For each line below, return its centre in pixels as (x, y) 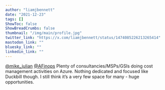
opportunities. (20, 82)
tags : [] (14, 19)
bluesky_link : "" (23, 47)
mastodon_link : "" (24, 42)
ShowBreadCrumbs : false (30, 28)
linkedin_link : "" (24, 51)
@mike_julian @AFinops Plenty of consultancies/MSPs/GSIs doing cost (79, 66)
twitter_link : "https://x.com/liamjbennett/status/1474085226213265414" (83, 38)
